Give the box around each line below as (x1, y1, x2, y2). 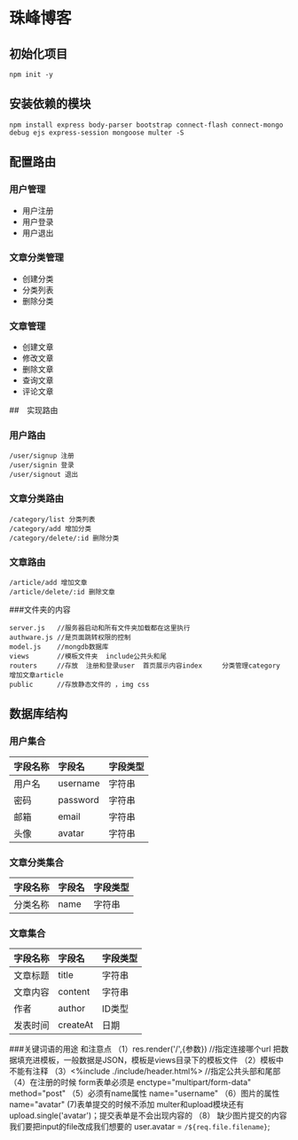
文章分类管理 (9, 252, 65, 264)
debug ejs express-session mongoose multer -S (9, 128, 184, 137)
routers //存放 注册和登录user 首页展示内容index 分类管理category (9, 661, 281, 670)
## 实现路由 (9, 405, 59, 416)
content (58, 986, 90, 998)
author (58, 1003, 86, 1015)
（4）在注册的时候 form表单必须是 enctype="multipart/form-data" (9, 1077, 252, 1088)
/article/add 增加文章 (9, 578, 88, 587)
